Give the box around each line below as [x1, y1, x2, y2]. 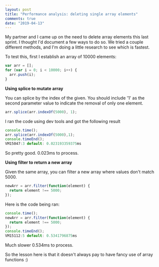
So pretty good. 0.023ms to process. [5, 150, 79, 156]
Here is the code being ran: [5, 201, 60, 207]
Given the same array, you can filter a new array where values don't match [5, 169, 155, 175]
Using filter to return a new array [5, 160, 72, 165]
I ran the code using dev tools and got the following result [5, 118, 121, 124]
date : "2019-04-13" [5, 20, 45, 26]
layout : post [5, 7, 32, 12]
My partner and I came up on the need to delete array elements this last [5, 34, 149, 40]
